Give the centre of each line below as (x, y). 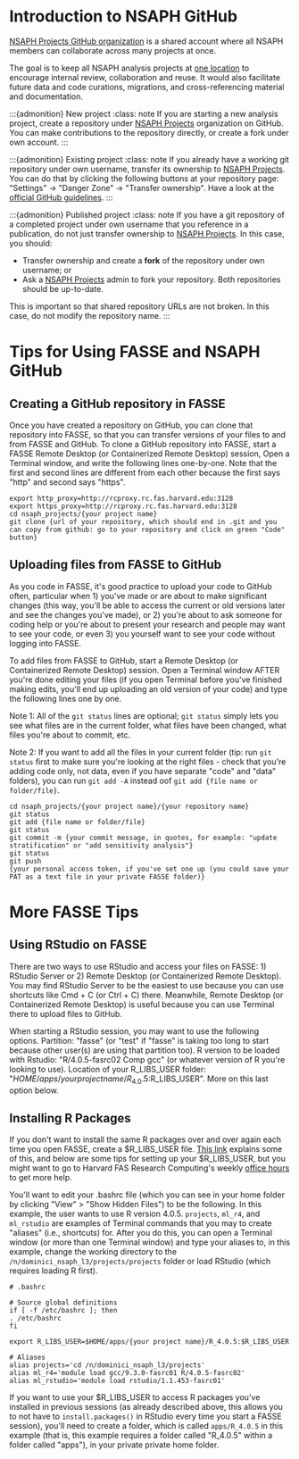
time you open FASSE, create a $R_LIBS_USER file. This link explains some (146, 1149)
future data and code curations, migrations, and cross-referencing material (147, 87)
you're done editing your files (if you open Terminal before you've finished (146, 679)
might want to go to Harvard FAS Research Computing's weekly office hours (149, 1168)
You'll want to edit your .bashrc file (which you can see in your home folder (147, 1195)
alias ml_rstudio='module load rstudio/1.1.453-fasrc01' (117, 1381)
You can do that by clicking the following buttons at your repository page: (144, 178)
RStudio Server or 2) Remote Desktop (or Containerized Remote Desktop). (145, 976)
